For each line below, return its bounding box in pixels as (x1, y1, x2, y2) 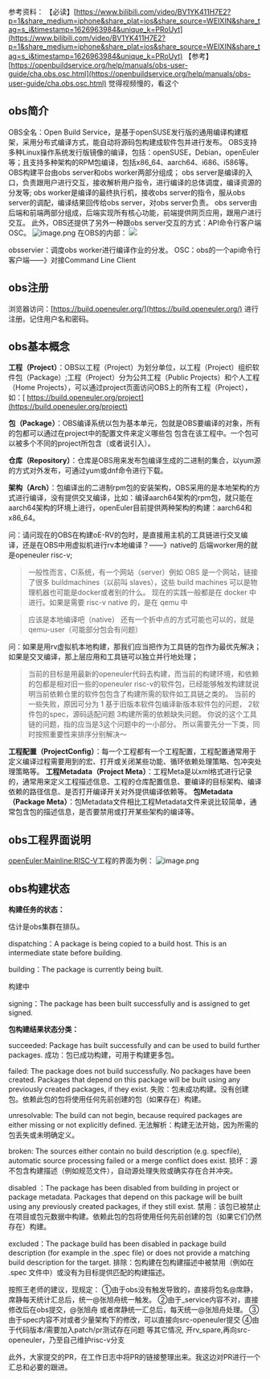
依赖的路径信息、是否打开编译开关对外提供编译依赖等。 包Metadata (8, 787, 233, 797)
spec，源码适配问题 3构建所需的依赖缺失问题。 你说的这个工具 (49, 710, 257, 719)
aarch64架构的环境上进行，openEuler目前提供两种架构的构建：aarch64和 (8, 503, 252, 513)
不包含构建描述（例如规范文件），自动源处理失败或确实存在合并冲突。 (8, 1166, 237, 1176)
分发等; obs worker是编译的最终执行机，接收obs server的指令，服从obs (8, 188, 246, 197)
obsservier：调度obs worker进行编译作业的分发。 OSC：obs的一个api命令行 (8, 245, 261, 255)
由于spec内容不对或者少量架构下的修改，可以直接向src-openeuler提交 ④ (8, 1315, 253, 1325)
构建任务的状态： (8, 905, 65, 914)
